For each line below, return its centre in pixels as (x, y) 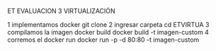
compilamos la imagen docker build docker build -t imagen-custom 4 (108, 32)
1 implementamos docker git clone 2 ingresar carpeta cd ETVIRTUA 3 (108, 24)
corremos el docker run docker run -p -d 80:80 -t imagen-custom (103, 40)
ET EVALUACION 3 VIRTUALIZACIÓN (61, 11)
